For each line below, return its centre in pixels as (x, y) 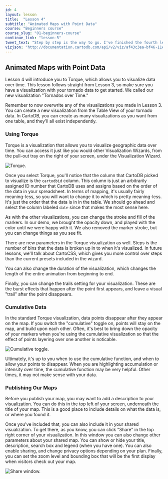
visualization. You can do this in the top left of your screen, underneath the (82, 404)
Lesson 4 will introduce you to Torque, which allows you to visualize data (80, 79)
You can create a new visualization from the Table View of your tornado (79, 110)
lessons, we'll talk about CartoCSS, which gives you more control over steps (84, 253)
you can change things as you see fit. (44, 233)
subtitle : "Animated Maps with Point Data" (51, 24)
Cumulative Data (26, 307)
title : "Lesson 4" (25, 19)
